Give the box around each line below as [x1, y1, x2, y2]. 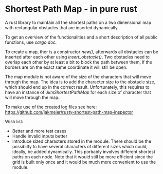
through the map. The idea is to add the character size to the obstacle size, [5, 79, 156, 85]
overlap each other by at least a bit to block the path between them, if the [5, 59, 152, 65]
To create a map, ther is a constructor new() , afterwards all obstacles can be [5, 49, 159, 55]
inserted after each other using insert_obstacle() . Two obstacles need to [5, 54, 150, 59]
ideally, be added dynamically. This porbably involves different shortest [12, 149, 156, 155]
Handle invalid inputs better [12, 133, 68, 139]
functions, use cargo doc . [5, 39, 57, 45]
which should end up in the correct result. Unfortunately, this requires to [5, 84, 150, 90]
